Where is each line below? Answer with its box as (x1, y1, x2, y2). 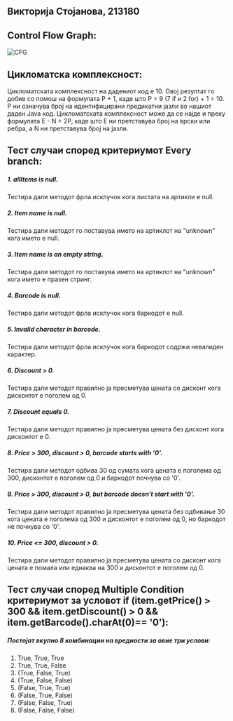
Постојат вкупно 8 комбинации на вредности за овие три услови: (7, 636, 211, 645)
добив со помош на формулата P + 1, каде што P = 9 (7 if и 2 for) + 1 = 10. (7, 95, 225, 103)
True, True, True (17, 654, 64, 662)
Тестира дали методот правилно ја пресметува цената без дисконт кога (7, 425, 225, 433)
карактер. (7, 350, 37, 358)
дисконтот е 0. (7, 433, 51, 441)
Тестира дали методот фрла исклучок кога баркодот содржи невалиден (7, 343, 224, 351)
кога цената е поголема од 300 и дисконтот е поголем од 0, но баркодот (7, 515, 226, 523)
